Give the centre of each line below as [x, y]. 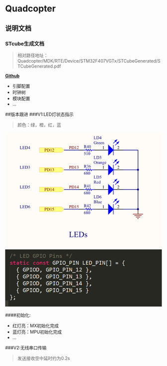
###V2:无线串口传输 [26, 348]
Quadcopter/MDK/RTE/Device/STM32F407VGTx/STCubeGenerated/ [87, 61]
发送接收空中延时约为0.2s [44, 358]
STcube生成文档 [25, 44]
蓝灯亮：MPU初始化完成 [37, 332]
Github [12, 75]
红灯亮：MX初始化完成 [35, 325]
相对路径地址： [33, 55]
